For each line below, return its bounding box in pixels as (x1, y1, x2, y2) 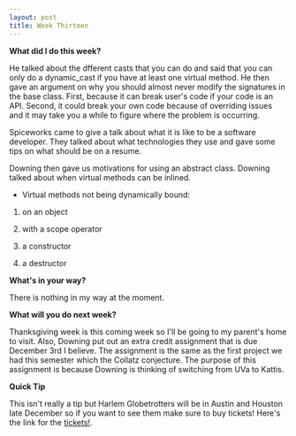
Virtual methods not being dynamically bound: (21, 189, 191, 200)
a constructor (21, 241, 72, 251)
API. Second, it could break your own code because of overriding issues (9, 100, 272, 111)
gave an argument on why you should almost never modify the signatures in (9, 81, 285, 92)
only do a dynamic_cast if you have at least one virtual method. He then (9, 72, 269, 82)
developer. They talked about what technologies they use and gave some (9, 136, 276, 147)
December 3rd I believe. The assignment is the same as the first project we (9, 345, 283, 356)
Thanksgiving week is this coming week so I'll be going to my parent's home (9, 326, 287, 337)
